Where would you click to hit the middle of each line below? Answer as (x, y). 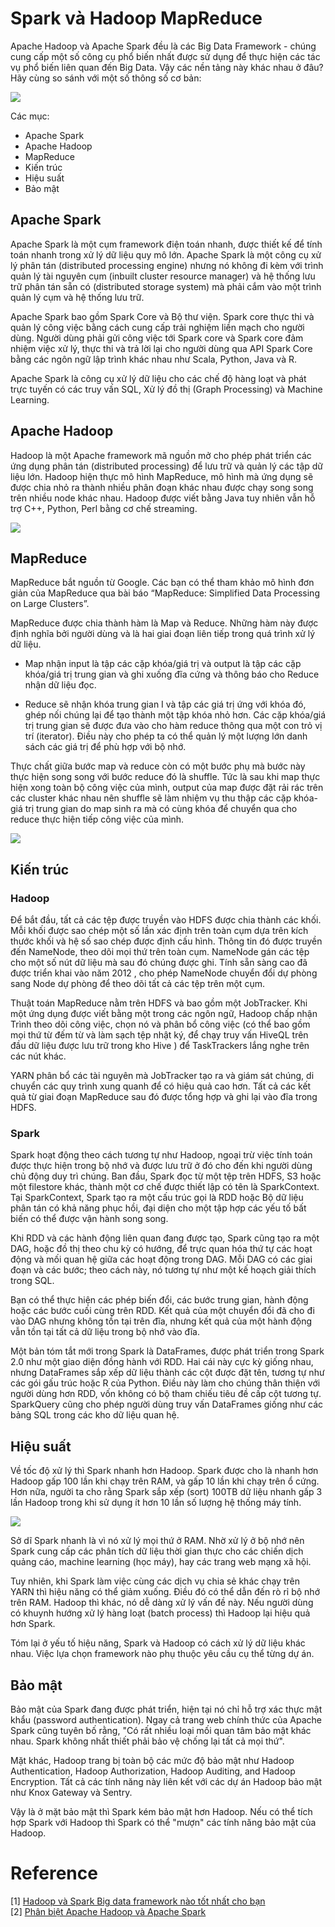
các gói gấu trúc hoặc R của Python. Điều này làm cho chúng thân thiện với (165, 1383)
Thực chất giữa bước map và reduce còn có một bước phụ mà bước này (158, 766)
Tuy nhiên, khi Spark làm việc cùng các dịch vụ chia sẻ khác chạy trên (155, 1581)
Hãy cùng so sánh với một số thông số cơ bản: (106, 78)
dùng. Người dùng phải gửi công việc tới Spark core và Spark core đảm (157, 338)
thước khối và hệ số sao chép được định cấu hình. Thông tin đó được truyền (166, 941)
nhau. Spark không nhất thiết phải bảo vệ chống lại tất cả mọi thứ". (147, 1741)
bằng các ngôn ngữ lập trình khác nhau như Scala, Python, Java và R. (154, 359)
